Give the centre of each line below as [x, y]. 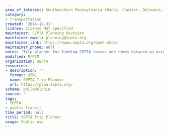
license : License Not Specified [39, 29]
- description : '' [24, 71]
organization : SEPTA [27, 61]
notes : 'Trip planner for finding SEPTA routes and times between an [80, 52]
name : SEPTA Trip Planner [37, 80]
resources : [17, 66]
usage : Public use [24, 122]
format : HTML [23, 75]
